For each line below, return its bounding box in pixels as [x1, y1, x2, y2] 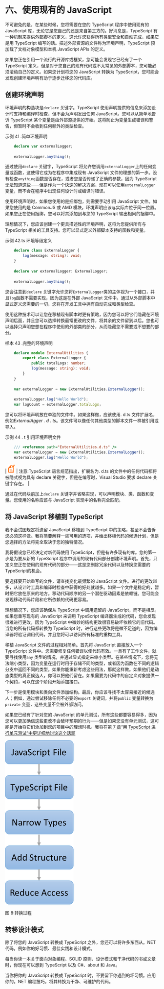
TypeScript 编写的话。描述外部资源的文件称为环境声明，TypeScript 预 [14, 40, 155, 46]
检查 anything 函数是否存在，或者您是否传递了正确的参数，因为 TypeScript [9, 176, 157, 182]
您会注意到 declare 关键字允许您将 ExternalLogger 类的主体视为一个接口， [5, 289, 151, 295]
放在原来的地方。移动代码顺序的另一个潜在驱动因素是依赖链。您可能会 [18, 590, 159, 596]
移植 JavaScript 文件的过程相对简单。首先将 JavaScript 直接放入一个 [5, 642, 143, 647]
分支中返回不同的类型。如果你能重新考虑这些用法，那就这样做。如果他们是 [5, 666, 155, 672]
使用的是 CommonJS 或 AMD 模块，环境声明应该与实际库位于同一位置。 [13, 204, 159, 211]
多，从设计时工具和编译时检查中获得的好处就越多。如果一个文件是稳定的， [5, 584, 155, 590]
